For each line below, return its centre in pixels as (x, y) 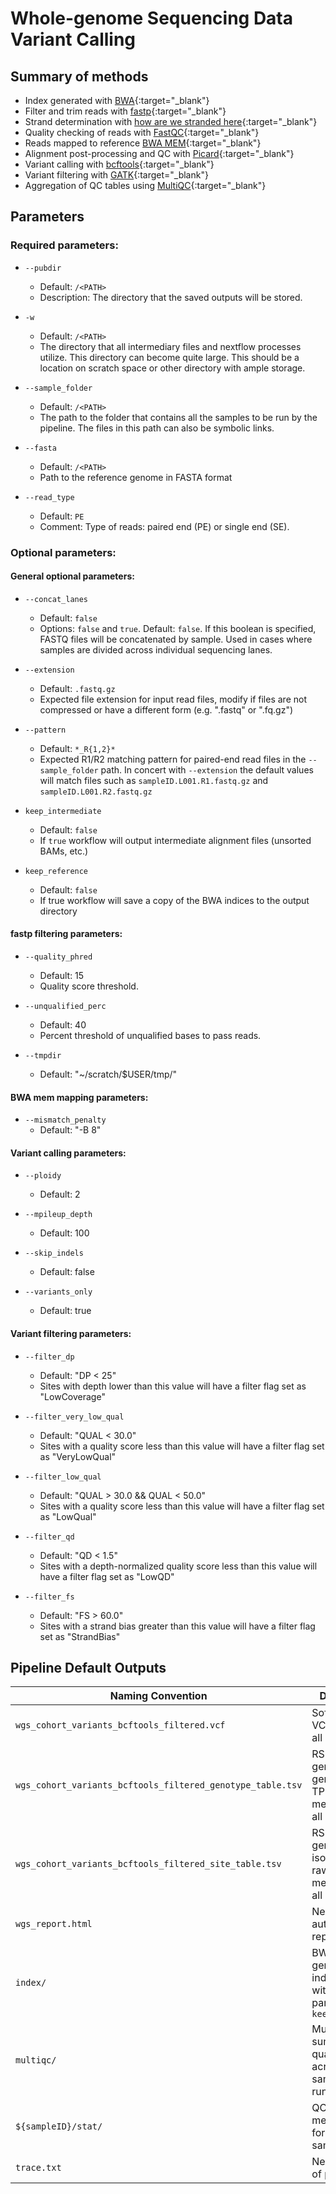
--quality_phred (58, 957)
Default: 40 (63, 1025)
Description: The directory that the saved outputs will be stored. (171, 297)
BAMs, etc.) (64, 851)
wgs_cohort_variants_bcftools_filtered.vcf (120, 1725)
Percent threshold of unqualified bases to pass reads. (150, 1036)
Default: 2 (60, 1194)
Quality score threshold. (89, 986)
